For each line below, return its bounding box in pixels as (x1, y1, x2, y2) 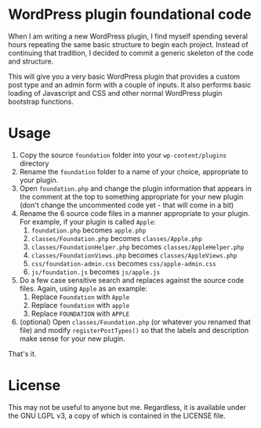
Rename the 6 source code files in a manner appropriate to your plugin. (19, 208, 250, 218)
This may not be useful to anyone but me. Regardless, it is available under (8, 402, 247, 412)
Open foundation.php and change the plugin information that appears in (19, 183, 252, 193)
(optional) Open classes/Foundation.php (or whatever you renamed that (19, 316, 251, 327)
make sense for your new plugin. (19, 334, 125, 343)
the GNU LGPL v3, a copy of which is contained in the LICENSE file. (8, 411, 226, 420)
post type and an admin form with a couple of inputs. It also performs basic (8, 80, 252, 90)
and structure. (8, 57, 54, 66)
